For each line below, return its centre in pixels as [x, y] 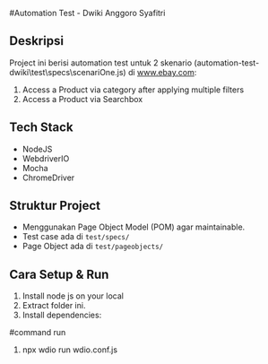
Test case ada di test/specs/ [76, 237]
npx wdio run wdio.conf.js [70, 350]
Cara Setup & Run [59, 274]
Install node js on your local [73, 296]
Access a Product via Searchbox [82, 99]
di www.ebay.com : [163, 72]
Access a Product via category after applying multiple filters [133, 90]
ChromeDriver [48, 178]
